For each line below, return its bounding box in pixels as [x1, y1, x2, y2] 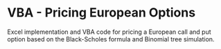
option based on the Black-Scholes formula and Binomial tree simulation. [7, 35, 215, 43]
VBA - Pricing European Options [7, 5, 196, 21]
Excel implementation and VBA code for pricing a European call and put [7, 28, 211, 36]
